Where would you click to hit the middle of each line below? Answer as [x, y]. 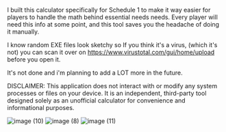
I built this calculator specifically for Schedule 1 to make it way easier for [109, 10]
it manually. [23, 31]
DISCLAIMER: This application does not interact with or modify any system [112, 86]
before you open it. [34, 60]
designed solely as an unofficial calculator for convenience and [97, 101]
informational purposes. [41, 108]
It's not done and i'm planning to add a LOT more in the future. [95, 72]
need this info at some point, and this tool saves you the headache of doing [113, 24]
